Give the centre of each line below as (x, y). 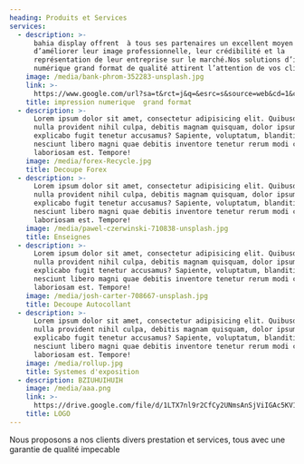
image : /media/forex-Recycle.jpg (89, 161)
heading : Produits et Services (68, 18)
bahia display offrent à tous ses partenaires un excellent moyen (163, 43)
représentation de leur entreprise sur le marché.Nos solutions (157, 60)
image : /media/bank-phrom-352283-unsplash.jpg (115, 77)
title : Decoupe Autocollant (78, 304)
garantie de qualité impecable (65, 449)
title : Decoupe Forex (66, 169)
